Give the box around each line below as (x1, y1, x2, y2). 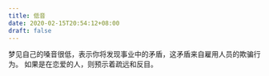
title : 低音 (8, 11, 46, 20)
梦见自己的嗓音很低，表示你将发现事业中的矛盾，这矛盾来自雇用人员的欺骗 (8, 50, 254, 59)
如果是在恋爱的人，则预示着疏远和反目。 (23, 59, 158, 69)
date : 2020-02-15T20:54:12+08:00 (8, 19, 120, 27)
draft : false (8, 26, 52, 34)
